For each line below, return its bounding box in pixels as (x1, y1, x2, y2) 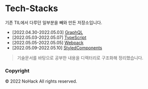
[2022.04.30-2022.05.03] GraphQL (12, 29, 83, 35)
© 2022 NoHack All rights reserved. (5, 78, 77, 84)
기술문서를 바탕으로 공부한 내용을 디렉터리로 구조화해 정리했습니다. (17, 54, 144, 61)
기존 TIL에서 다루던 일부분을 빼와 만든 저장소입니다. (5, 19, 102, 25)
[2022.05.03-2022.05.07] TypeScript (12, 35, 87, 40)
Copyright (5, 67, 30, 74)
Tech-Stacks (5, 3, 58, 14)
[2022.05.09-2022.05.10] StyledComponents (12, 45, 102, 51)
